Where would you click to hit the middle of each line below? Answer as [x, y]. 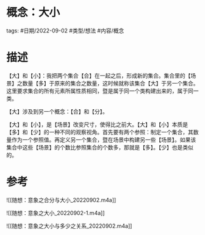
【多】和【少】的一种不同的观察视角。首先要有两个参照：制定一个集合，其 [100, 132]
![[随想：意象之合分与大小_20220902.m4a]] [61, 200]
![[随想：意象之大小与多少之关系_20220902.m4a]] [69, 226]
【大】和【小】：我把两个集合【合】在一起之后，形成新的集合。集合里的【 [99, 75]
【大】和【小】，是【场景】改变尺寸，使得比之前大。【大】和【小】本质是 [97, 124]
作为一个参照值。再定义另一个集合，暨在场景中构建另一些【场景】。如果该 [104, 139]
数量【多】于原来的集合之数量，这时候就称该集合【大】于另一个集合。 [110, 83]
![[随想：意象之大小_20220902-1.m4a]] [56, 213]
